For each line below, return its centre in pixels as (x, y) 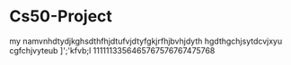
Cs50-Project (61, 16)
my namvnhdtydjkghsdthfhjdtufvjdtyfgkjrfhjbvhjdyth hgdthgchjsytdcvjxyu (146, 41)
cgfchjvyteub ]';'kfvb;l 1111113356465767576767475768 (112, 50)
